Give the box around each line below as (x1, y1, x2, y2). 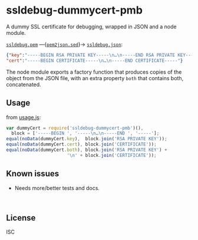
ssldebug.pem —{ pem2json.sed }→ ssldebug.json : (6, 41, 123, 48)
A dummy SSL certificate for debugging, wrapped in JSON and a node (6, 23, 177, 30)
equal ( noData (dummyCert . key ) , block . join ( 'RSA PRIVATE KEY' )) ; (6, 136, 167, 142)
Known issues (6, 169, 60, 179)
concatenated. (6, 81, 41, 88)
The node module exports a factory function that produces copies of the (6, 68, 182, 75)
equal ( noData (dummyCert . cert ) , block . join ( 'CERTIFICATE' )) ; (6, 142, 157, 147)
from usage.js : (6, 113, 41, 121)
